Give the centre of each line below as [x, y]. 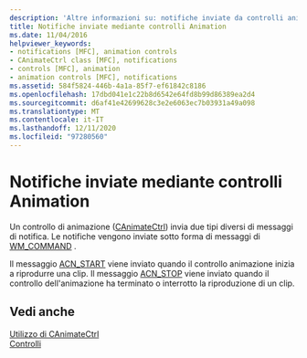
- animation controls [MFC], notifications [94, 78]
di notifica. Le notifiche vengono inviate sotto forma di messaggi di [135, 236]
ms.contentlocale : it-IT [57, 120]
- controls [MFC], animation [65, 69]
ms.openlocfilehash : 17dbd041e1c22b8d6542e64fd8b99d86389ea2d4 [132, 94]
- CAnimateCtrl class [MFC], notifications [94, 60]
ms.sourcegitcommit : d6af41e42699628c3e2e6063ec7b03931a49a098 [132, 103]
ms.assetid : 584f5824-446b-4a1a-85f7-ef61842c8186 [108, 86]
